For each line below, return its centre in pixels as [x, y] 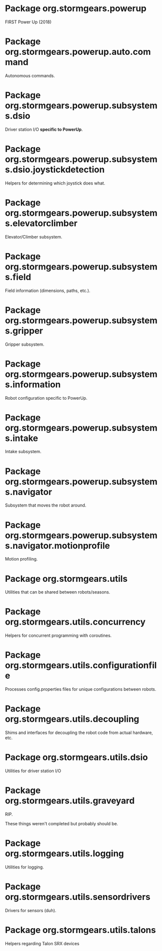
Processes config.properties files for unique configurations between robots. [81, 689]
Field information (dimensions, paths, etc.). [48, 290]
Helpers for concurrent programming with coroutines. [59, 636]
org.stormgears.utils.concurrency [75, 622]
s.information [33, 384]
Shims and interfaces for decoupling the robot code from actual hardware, [79, 733]
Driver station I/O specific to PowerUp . [44, 129]
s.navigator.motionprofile [58, 546]
